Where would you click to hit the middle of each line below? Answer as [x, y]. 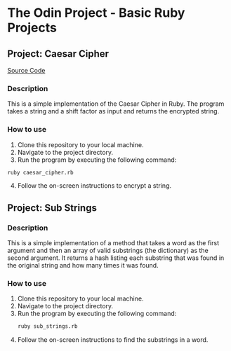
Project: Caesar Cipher [58, 54]
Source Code [26, 70]
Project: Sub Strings [52, 208]
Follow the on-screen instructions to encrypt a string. [94, 186]
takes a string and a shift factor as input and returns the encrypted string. [113, 111]
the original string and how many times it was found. [83, 266]
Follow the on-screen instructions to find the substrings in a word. [113, 340]
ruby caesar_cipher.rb [40, 172]
